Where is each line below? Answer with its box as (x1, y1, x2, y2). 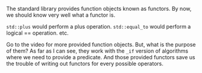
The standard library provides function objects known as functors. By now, (6, 5, 192, 12)
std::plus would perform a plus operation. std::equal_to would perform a (6, 23, 191, 30)
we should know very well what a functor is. (6, 11, 116, 19)
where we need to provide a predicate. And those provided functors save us (6, 54, 195, 60)
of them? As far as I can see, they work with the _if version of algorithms (6, 47, 189, 54)
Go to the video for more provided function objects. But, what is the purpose (6, 41, 196, 48)
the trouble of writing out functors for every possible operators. (6, 60, 164, 67)
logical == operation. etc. (6, 29, 69, 36)
